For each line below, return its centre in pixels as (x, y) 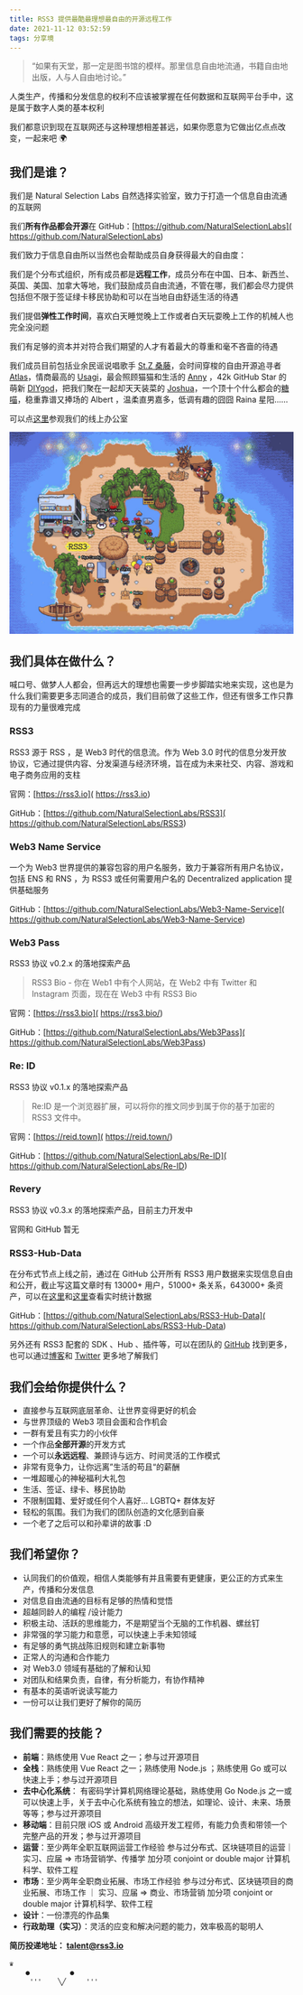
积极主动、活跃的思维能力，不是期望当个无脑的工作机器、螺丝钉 (141, 1623)
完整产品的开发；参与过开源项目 (82, 1836)
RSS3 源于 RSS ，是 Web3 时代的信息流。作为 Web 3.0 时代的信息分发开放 (148, 752)
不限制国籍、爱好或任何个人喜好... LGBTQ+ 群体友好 (119, 1500)
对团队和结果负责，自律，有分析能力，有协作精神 (113, 1679)
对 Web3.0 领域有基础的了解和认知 (87, 1668)
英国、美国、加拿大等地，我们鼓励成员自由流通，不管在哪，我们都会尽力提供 (151, 285)
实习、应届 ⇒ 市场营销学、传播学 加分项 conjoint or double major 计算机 (156, 1858)
